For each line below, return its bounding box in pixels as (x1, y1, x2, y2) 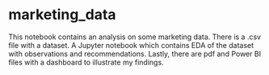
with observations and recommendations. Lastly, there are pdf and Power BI (8, 49, 261, 58)
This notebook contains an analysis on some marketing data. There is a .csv (8, 32, 261, 41)
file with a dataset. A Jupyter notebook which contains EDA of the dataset (8, 40, 254, 49)
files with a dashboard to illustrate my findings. (8, 57, 164, 67)
